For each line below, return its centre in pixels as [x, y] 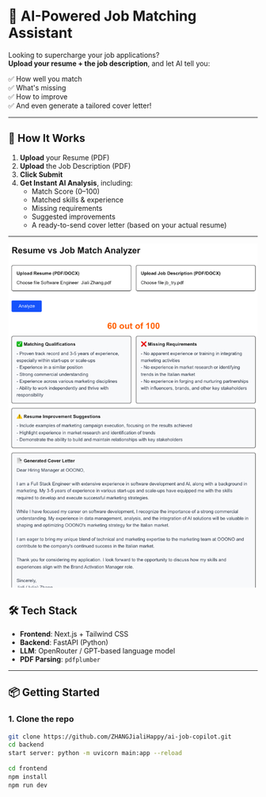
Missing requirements [67, 208]
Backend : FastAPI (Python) [64, 642]
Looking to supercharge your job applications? [84, 55]
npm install [28, 777]
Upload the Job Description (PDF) [75, 166]
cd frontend [28, 768]
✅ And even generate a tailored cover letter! [80, 105]
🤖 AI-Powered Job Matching [103, 16]
